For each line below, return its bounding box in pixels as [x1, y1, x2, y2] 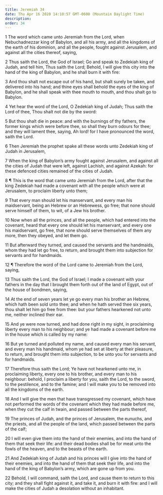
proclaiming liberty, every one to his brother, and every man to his [5, 371, 137, 377]
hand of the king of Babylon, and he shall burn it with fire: [5, 69, 120, 75]
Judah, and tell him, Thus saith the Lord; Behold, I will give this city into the [5, 64, 155, 70]
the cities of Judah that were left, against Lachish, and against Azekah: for [5, 163, 154, 169]
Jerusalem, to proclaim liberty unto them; [5, 188, 88, 194]
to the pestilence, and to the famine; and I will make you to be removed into [5, 382, 156, 387]
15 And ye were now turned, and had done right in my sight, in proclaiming [5, 321, 154, 327]
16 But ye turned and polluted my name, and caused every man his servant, [5, 341, 157, 347]
